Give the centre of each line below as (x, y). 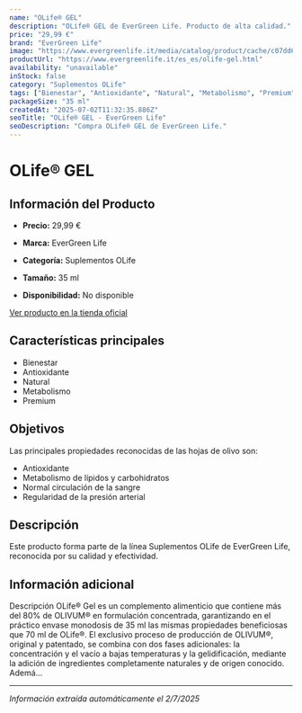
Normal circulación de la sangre (81, 487)
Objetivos (37, 429)
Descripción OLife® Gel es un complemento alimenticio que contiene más (145, 606)
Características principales (87, 341)
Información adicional (72, 584)
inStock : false (38, 76)
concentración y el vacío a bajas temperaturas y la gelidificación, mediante (148, 654)
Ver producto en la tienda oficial (68, 312)
